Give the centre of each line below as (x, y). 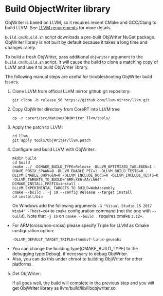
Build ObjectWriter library (58, 9)
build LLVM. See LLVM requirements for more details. (58, 27)
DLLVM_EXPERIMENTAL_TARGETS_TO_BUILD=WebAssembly (63, 188)
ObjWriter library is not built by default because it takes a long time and (76, 42)
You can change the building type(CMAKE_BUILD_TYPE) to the (75, 248)
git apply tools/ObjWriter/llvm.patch (51, 140)
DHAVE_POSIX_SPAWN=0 (33, 171)
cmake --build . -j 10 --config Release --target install (72, 192)
